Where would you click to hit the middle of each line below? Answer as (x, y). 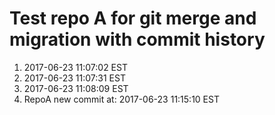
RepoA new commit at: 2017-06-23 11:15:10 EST (121, 99)
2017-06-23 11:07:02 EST (75, 67)
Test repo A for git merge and (133, 18)
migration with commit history (137, 39)
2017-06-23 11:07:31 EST (74, 78)
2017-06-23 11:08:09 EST (76, 88)
